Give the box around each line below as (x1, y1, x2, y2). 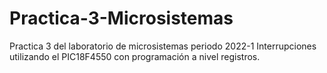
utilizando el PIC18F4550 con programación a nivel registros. (9, 50, 261, 62)
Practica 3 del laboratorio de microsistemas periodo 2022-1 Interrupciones (9, 40, 317, 52)
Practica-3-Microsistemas (9, 7, 234, 30)
